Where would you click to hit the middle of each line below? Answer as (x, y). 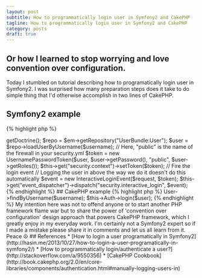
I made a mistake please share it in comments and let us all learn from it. (96, 230)
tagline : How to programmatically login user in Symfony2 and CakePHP (97, 23)
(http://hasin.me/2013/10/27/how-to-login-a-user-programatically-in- (92, 242)
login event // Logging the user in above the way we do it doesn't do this (96, 172)
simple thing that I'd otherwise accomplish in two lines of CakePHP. (90, 95)
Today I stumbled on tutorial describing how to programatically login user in (100, 82)
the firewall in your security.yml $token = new (63, 153)
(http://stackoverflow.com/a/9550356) (54, 255)
